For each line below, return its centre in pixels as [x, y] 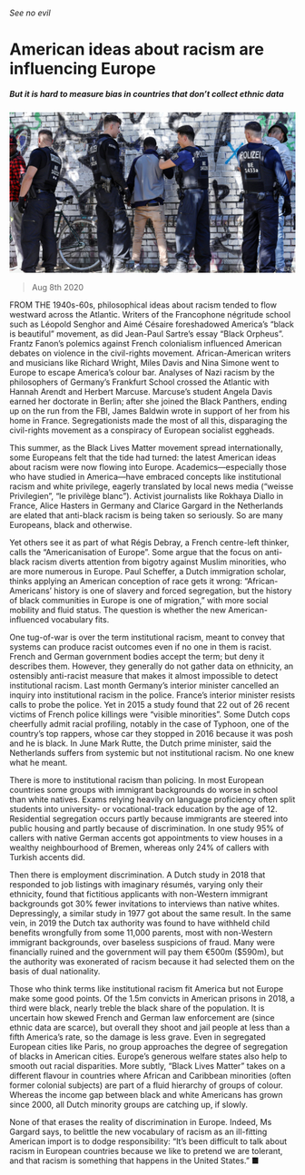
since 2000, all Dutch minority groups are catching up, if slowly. [128, 1105]
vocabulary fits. [80, 620]
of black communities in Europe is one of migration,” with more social [139, 601]
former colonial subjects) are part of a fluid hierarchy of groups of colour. [146, 1085]
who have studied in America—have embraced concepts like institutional [145, 477]
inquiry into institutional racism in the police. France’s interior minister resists [152, 695]
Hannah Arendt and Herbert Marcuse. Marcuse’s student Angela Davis [141, 392]
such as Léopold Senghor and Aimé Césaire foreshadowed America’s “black [152, 324]
